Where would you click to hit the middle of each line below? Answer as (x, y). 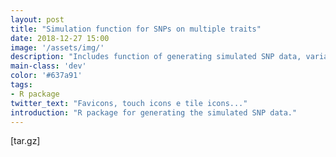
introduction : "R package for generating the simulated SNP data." (154, 112)
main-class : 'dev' (48, 66)
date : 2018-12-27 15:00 (60, 38)
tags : (21, 85)
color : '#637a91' (46, 76)
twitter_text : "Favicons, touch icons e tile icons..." (129, 103)
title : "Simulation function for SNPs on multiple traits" (136, 29)
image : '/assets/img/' (57, 47)
